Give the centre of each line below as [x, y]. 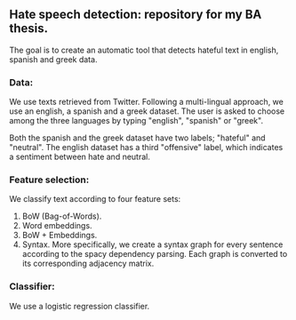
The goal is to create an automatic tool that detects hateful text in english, [144, 50]
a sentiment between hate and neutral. [80, 157]
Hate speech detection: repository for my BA [136, 15]
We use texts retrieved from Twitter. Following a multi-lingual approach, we [147, 102]
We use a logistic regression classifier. [80, 306]
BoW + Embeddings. [60, 236]
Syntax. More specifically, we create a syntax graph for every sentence [152, 244]
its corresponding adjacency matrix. [88, 264]
